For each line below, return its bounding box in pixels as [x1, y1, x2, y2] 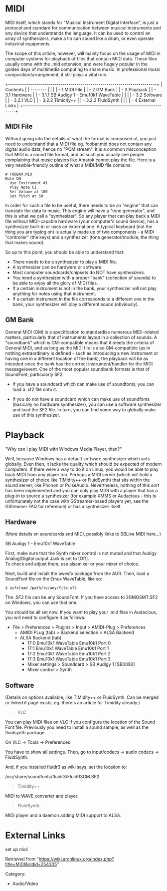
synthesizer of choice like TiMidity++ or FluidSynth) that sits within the [5, 477, 150, 483]
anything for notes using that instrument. [12, 291, 96, 297]
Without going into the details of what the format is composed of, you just [5, 135, 157, 141]
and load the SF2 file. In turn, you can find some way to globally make [12, 406, 156, 412]
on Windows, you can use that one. [5, 599, 78, 605]
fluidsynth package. [5, 730, 46, 736]
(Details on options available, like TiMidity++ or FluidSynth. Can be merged [5, 694, 159, 700]
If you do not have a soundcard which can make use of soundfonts [12, 396, 150, 402]
